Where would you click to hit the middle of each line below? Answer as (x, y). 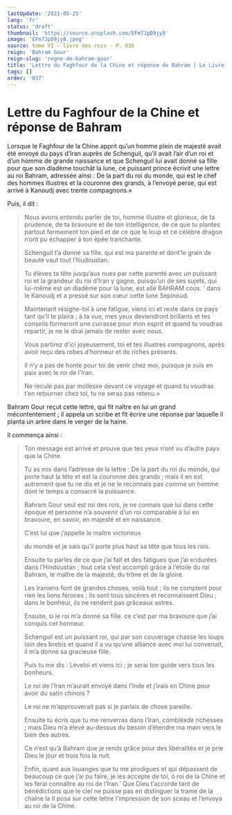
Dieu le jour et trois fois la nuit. (68, 755)
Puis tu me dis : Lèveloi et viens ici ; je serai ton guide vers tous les (119, 665)
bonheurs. (39, 672)
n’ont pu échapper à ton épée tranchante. (83, 239)
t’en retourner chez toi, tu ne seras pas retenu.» (92, 394)
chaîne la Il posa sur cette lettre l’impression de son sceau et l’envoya (123, 798)
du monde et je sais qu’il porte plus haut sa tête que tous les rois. (117, 546)
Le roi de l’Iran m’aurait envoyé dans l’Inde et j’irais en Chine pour (117, 686)
